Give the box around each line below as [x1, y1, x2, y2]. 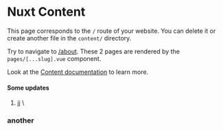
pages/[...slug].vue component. [7, 54, 102, 62]
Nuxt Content [7, 4, 86, 20]
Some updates [7, 83, 49, 92]
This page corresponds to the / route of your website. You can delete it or [7, 27, 216, 35]
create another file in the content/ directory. [7, 34, 132, 42]
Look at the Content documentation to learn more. [7, 68, 149, 76]
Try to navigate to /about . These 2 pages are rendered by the [7, 47, 180, 55]
